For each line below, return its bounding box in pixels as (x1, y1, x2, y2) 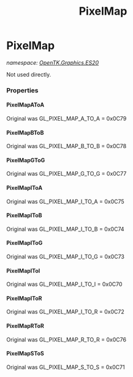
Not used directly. (6, 70, 51, 78)
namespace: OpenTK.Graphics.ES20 (6, 59, 99, 66)
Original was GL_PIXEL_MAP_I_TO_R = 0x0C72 (6, 308, 124, 316)
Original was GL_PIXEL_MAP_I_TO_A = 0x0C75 (6, 198, 124, 205)
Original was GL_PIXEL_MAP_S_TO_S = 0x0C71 (6, 363, 125, 371)
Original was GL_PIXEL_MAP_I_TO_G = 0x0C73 (6, 253, 124, 261)
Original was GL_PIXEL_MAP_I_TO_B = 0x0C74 (6, 225, 124, 233)
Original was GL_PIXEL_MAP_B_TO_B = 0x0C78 (6, 143, 127, 150)
